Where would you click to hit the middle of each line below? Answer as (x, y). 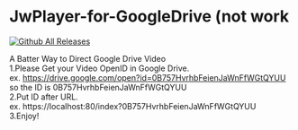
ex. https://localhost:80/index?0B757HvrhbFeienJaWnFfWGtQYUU (133, 106)
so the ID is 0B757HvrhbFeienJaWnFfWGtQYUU (98, 87)
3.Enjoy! (24, 116)
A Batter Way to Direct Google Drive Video (88, 58)
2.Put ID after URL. (44, 97)
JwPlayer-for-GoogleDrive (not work (149, 17)
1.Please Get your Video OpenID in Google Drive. (99, 68)
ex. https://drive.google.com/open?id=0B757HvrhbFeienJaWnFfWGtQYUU (148, 77)
